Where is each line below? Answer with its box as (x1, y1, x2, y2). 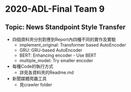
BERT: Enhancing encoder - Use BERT (19, 52, 97, 58)
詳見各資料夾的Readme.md (19, 69, 74, 75)
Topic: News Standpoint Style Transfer (5, 23, 126, 31)
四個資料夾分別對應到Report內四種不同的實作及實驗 (12, 37, 116, 42)
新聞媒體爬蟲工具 (12, 76, 47, 81)
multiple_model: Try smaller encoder (19, 58, 93, 63)
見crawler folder (19, 82, 52, 88)
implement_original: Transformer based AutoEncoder (19, 42, 126, 47)
